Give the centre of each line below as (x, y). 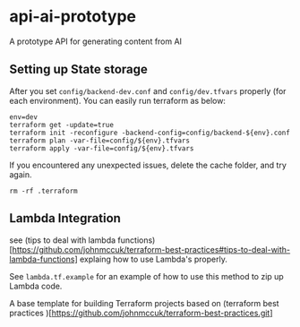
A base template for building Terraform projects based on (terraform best (144, 303)
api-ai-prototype (73, 17)
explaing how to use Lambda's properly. (154, 259)
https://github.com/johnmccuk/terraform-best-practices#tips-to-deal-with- (151, 249)
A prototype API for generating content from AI (95, 41)
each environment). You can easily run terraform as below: (118, 100)
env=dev (24, 117)
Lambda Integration (65, 218)
